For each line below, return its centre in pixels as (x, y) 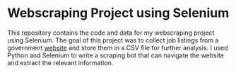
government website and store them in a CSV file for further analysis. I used (118, 47)
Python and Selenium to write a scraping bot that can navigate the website (116, 55)
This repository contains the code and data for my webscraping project (111, 33)
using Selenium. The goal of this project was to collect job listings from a (113, 40)
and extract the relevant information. (60, 62)
